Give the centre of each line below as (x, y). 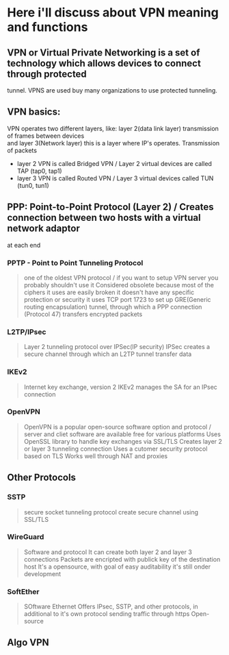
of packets (22, 150)
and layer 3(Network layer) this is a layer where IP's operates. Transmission (113, 143)
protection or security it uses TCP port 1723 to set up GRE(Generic (117, 299)
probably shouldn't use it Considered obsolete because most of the (119, 285)
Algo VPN (28, 643)
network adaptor (43, 229)
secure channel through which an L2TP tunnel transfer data (108, 354)
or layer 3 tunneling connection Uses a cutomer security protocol (116, 449)
